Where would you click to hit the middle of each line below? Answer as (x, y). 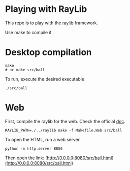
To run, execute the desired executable (45, 79)
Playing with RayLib (46, 9)
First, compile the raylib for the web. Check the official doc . (65, 121)
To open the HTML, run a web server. (43, 139)
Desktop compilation (49, 52)
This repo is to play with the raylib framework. (52, 23)
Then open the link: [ (26, 158)
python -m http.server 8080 (34, 149)
